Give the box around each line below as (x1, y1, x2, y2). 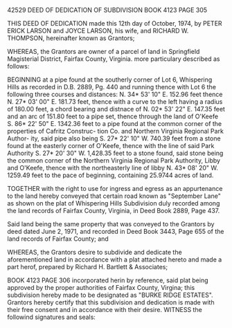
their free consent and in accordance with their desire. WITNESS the (7, 306, 202, 313)
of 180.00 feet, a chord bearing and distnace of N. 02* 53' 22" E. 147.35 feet (7, 105, 225, 113)
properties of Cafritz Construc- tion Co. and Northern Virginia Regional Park (7, 127, 224, 135)
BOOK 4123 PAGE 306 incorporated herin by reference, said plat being (7, 276, 209, 284)
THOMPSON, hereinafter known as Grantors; (7, 34, 135, 42)
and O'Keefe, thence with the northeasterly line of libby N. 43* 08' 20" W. (7, 164, 218, 172)
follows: (7, 62, 30, 70)
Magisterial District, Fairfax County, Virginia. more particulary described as (7, 55, 220, 63)
